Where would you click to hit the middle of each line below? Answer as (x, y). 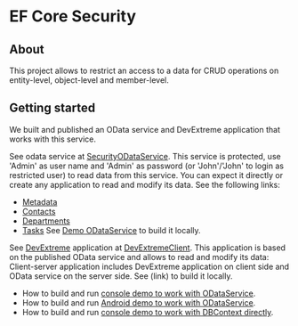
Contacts (39, 211)
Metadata (40, 201)
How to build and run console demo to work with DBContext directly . (148, 312)
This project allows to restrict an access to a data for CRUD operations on (144, 70)
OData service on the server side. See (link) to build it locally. (121, 276)
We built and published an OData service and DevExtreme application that (145, 129)
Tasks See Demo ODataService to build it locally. (112, 230)
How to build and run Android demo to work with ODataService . (139, 302)
